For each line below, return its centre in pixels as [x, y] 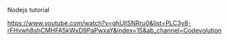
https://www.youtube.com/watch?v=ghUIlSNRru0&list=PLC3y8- [99, 23]
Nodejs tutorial [29, 10]
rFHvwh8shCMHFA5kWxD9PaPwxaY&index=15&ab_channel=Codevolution [114, 30]
